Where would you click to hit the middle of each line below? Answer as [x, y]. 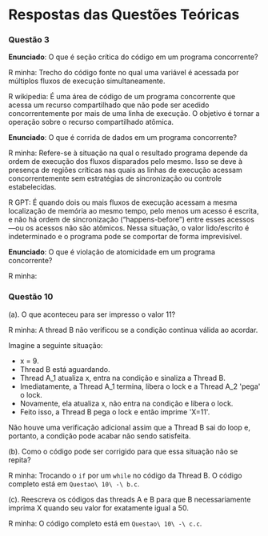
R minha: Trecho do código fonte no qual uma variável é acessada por [124, 73]
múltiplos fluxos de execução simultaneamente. [87, 81]
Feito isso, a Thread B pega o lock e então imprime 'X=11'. [115, 412]
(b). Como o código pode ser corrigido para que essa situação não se [123, 451]
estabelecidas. [32, 187]
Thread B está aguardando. [65, 369]
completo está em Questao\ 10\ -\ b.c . [74, 484]
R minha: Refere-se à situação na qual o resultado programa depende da [128, 153]
